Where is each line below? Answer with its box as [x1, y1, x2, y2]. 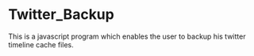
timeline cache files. [8, 39, 74, 49]
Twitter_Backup [8, 6, 115, 24]
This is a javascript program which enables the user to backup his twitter [8, 32, 246, 41]
